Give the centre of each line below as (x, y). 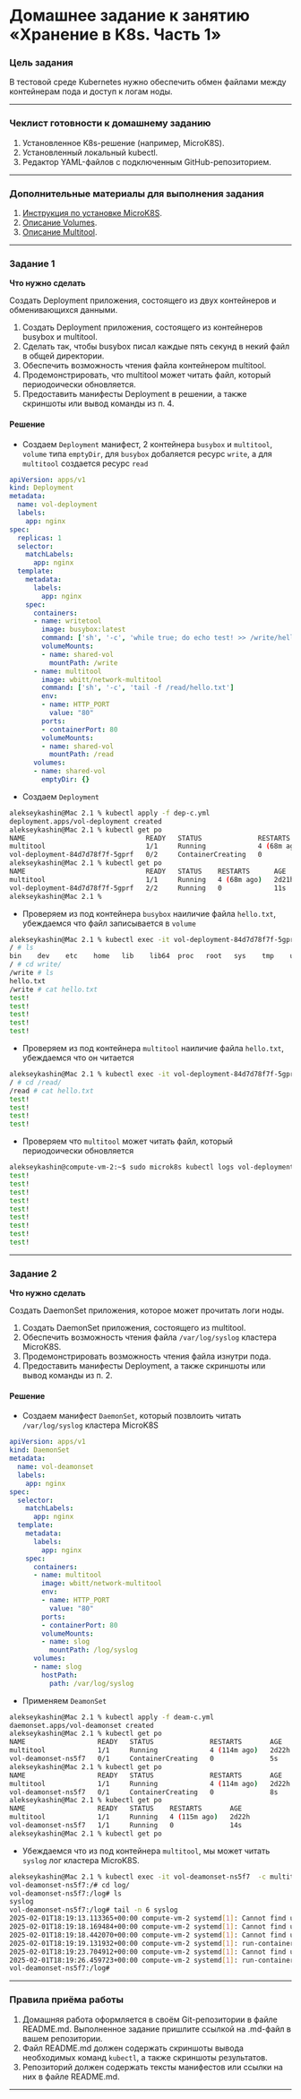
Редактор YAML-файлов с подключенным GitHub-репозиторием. (146, 161)
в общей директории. (63, 356)
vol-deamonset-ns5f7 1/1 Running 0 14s (126, 1826)
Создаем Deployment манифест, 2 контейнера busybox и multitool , (147, 444)
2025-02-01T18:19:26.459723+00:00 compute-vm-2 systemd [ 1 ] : (124, 1960)
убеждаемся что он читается (78, 1058)
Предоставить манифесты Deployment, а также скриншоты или (144, 1366)
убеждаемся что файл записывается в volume (109, 923)
